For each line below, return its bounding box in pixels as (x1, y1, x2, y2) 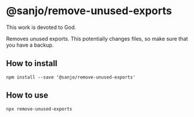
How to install (6, 58, 58, 69)
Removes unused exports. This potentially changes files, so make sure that (6, 35, 188, 42)
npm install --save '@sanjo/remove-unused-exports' (6, 74, 136, 80)
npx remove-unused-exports (6, 106, 73, 112)
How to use (6, 90, 48, 100)
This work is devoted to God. (6, 24, 77, 31)
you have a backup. (6, 41, 54, 48)
